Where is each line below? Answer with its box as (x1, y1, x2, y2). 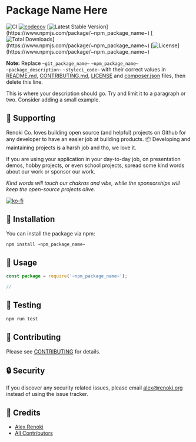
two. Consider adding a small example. (6, 96, 100, 103)
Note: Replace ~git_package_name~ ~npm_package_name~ (6, 60, 139, 67)
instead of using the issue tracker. (6, 391, 88, 398)
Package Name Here (6, 4, 108, 17)
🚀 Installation (6, 214, 55, 224)
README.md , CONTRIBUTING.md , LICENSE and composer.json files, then (6, 72, 186, 79)
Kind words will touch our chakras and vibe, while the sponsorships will (6, 179, 180, 186)
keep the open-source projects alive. (6, 185, 96, 192)
